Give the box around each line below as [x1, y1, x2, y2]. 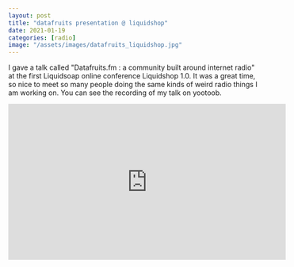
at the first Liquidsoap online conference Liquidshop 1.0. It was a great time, [8, 71, 256, 81]
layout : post [8, 11, 52, 20]
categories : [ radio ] [8, 33, 77, 42]
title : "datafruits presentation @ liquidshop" [8, 19, 169, 27]
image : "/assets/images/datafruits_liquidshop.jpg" [8, 41, 182, 49]
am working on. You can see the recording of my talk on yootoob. [8, 88, 222, 97]
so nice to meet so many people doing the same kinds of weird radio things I [8, 80, 258, 90]
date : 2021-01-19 [8, 26, 66, 34]
